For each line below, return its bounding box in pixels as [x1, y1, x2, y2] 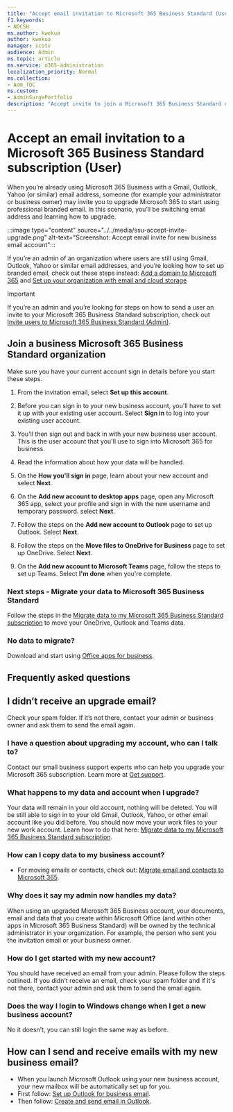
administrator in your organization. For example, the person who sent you [7, 928, 217, 937]
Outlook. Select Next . [17, 528, 79, 536]
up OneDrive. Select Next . [17, 548, 92, 557]
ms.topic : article [7, 56, 60, 62]
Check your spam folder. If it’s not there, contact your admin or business [7, 714, 214, 722]
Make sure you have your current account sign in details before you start [7, 367, 215, 376]
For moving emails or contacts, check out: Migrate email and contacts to [17, 866, 224, 875]
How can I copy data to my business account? [7, 850, 165, 859]
